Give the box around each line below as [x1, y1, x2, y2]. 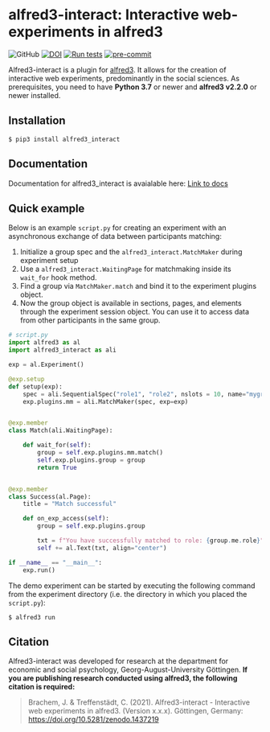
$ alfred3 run [8, 613, 56, 621]
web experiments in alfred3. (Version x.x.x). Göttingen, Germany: [27, 706, 243, 716]
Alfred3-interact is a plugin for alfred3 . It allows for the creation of [8, 64, 227, 74]
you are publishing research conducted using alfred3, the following [8, 673, 238, 683]
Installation [8, 114, 66, 128]
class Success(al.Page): [8, 492, 92, 500]
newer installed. [8, 90, 61, 100]
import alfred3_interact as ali [8, 346, 117, 355]
